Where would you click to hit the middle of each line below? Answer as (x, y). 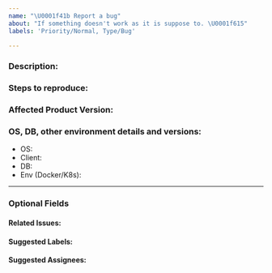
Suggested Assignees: (47, 260)
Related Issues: (35, 223)
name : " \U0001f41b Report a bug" (65, 16)
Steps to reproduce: (49, 88)
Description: (33, 66)
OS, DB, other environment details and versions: (105, 132)
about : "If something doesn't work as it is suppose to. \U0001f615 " (128, 23)
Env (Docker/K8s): (51, 175)
